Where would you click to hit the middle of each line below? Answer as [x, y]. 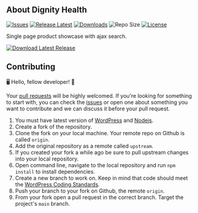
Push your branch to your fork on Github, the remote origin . [90, 191]
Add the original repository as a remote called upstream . [84, 146]
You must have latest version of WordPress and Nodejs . [84, 120]
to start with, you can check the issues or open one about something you [97, 102]
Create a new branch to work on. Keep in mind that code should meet [101, 178]
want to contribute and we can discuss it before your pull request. [88, 109]
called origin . [32, 139]
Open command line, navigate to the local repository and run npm [95, 165]
